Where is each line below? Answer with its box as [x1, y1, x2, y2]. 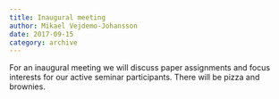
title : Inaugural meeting [9, 12, 106, 22]
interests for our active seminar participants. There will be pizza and [9, 72, 260, 83]
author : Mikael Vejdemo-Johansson [9, 21, 139, 30]
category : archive [9, 37, 78, 47]
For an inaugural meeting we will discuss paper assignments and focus [9, 62, 271, 73]
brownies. [9, 81, 46, 92]
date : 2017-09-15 [9, 29, 74, 38]
